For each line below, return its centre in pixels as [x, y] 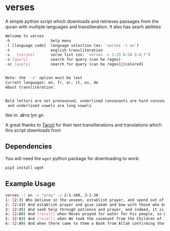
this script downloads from [33, 130]
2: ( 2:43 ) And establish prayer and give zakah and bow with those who [82, 205]
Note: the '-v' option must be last [44, 78]
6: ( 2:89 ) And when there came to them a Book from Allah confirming [80, 224]
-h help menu [38, 41]
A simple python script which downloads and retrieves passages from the [82, 21]
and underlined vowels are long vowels [50, 105]
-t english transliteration [54, 50]
